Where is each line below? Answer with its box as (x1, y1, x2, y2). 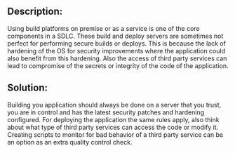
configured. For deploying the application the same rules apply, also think (7, 115, 220, 124)
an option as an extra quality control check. (7, 138, 133, 146)
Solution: (7, 82, 48, 94)
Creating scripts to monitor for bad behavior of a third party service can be (7, 130, 224, 139)
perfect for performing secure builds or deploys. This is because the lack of (7, 39, 227, 48)
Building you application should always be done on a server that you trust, (7, 100, 222, 109)
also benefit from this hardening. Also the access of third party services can (7, 54, 227, 62)
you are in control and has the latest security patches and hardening (7, 108, 205, 117)
